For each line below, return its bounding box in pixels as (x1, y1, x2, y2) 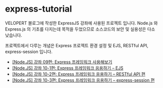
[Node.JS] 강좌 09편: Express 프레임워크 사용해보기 (12, 59, 112, 65)
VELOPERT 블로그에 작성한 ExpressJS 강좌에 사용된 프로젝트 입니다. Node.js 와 (5, 20, 158, 26)
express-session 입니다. (5, 49, 53, 54)
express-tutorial (5, 3, 72, 15)
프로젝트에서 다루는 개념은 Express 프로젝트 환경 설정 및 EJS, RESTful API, (5, 42, 148, 48)
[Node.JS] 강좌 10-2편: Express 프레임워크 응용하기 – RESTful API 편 (12, 71, 145, 77)
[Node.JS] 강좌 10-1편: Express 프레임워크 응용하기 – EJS (12, 65, 124, 71)
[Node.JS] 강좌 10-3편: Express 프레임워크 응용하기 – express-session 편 (12, 77, 155, 83)
